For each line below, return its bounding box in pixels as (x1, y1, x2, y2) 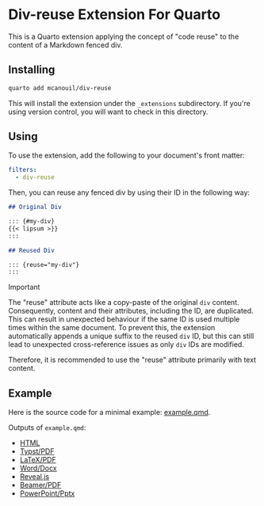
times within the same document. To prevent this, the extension (8, 323, 216, 333)
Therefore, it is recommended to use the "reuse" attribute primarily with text (8, 355, 256, 365)
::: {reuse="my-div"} (8, 261, 80, 268)
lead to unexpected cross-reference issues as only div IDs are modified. (8, 340, 244, 349)
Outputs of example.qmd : (8, 423, 86, 432)
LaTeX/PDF (19, 455, 57, 465)
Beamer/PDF (19, 481, 62, 490)
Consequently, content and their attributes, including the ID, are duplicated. (8, 306, 254, 316)
